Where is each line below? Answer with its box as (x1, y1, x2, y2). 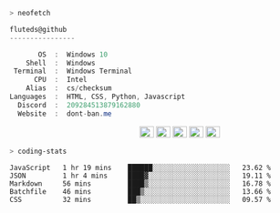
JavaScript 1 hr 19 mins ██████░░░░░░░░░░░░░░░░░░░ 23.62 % (9, 163, 272, 172)
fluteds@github (9, 25, 67, 34)
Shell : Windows (26, 58, 96, 67)
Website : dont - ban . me (17, 109, 112, 118)
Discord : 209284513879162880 (17, 100, 141, 109)
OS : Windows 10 (37, 50, 108, 59)
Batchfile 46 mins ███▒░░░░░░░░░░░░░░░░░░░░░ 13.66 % (9, 187, 272, 196)
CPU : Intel (33, 76, 88, 85)
